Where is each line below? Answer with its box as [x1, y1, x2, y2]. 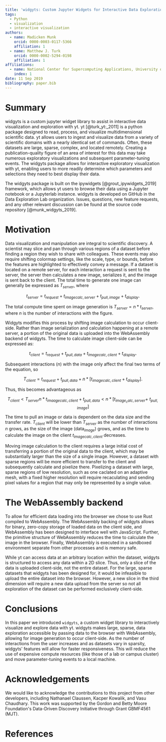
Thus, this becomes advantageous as [5, 386, 82, 393]
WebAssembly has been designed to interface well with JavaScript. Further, [5, 529, 160, 535]
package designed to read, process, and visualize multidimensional [5, 129, 142, 135]
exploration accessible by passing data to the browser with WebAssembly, [5, 630, 157, 636]
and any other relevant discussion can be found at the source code [5, 201, 142, 207]
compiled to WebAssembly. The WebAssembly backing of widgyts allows [5, 518, 154, 524]
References [5, 728, 53, 739]
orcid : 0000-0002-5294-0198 [14, 53, 72, 58]
